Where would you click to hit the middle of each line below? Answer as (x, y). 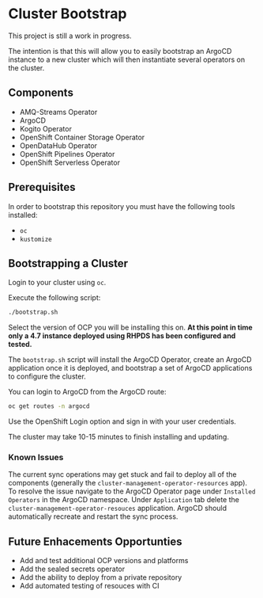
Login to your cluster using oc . (57, 283)
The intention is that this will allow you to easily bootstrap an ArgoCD (120, 51)
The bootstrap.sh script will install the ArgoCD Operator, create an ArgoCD (130, 360)
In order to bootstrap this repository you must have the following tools (122, 206)
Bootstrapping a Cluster (68, 263)
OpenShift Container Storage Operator (82, 137)
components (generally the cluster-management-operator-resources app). (128, 483)
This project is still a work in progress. (70, 36)
